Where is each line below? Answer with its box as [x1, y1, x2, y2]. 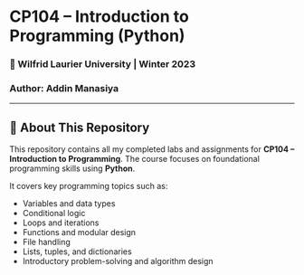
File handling [22, 237, 71, 248]
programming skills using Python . [9, 163, 136, 174]
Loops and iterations [22, 217, 100, 228]
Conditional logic [22, 208, 86, 219]
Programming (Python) [9, 25, 185, 46]
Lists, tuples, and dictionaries [22, 246, 133, 257]
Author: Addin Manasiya [9, 82, 119, 95]
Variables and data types [22, 198, 116, 209]
